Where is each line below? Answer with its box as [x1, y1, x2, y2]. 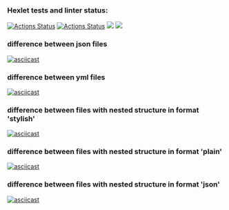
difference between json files [7, 39, 108, 49]
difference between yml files [7, 72, 106, 82]
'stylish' [7, 113, 36, 123]
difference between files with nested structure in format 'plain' [7, 147, 223, 157]
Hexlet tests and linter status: [7, 6, 108, 15]
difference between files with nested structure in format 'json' [7, 180, 221, 189]
